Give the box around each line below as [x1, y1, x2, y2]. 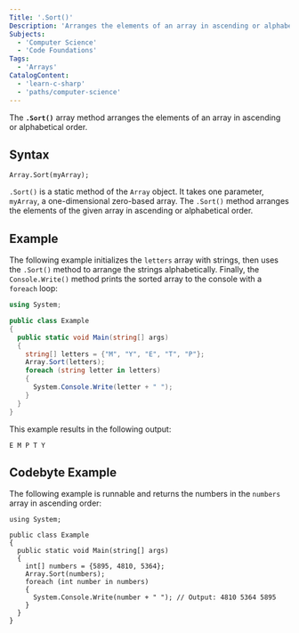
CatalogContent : [9, 71, 69, 80]
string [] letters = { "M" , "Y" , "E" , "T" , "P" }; [25, 349, 205, 359]
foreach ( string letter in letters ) [25, 366, 162, 375]
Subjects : [9, 29, 46, 38]
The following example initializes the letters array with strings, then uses [9, 255, 279, 265]
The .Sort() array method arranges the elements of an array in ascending [9, 112, 281, 123]
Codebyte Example [9, 465, 117, 480]
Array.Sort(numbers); [25, 570, 105, 579]
